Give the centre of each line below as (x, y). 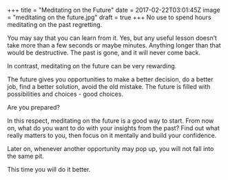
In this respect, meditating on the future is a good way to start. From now (111, 121)
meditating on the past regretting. (55, 24)
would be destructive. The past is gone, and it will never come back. (104, 52)
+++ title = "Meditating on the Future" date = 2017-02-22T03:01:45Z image (114, 10)
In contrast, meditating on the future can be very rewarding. (92, 66)
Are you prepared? (34, 107)
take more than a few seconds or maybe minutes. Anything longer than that (114, 45)
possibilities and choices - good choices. (65, 94)
